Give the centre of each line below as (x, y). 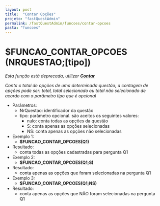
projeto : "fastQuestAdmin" (33, 19)
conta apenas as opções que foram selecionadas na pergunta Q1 (85, 173)
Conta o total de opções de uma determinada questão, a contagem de (77, 86)
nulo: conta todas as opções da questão (67, 121)
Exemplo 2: (24, 158)
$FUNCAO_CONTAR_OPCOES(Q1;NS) (58, 183)
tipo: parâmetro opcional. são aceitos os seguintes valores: (79, 116)
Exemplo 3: (24, 178)
